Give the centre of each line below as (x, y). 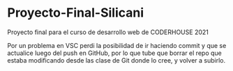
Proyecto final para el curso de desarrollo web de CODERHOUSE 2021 (108, 32)
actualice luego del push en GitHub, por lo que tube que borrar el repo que (114, 53)
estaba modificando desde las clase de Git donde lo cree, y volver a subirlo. (116, 60)
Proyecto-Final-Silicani (76, 13)
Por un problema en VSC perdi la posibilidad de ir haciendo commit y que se (117, 45)
